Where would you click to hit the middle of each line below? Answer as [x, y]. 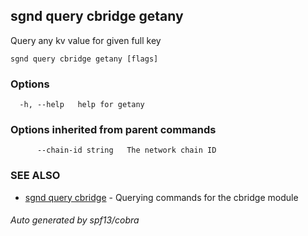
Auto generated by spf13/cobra [75, 220]
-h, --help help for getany [82, 105]
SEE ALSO [35, 176]
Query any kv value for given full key [86, 40]
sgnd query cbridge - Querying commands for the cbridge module [161, 197]
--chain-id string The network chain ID [126, 150]
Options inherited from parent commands [113, 130]
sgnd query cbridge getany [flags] [84, 59]
